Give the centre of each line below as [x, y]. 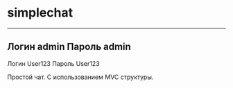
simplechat [40, 13]
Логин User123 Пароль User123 [53, 63]
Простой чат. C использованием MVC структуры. [80, 77]
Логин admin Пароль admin [69, 47]
